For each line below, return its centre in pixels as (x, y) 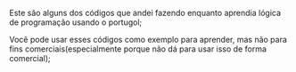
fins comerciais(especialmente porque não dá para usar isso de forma (138, 49)
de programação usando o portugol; (76, 22)
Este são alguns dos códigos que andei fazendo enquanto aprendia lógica (145, 13)
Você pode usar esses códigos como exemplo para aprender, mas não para (148, 40)
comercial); (30, 58)
